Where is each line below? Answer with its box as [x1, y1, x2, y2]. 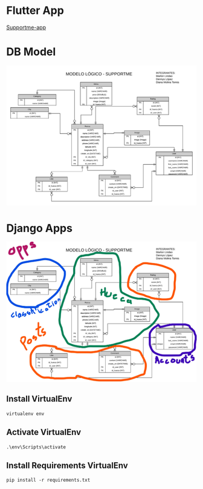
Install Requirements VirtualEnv [6, 461, 128, 471]
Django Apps [6, 221, 72, 235]
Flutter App [6, 4, 65, 18]
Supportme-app [6, 24, 47, 31]
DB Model [6, 45, 56, 59]
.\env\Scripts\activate [6, 444, 66, 450]
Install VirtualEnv [6, 394, 72, 404]
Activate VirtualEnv [6, 427, 82, 437]
